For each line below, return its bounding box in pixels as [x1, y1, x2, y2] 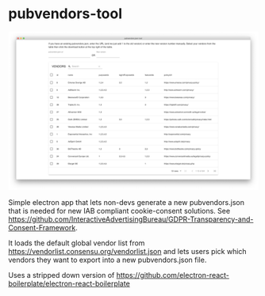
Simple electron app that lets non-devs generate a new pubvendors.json [8, 197, 244, 207]
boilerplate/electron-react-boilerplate [8, 279, 131, 288]
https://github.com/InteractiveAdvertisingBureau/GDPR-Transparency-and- [8, 214, 254, 224]
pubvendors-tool [8, 5, 123, 23]
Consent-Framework [8, 222, 76, 232]
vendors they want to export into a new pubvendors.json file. [8, 255, 207, 264]
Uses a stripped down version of [8, 270, 115, 279]
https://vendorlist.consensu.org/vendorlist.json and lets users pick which [8, 246, 248, 256]
